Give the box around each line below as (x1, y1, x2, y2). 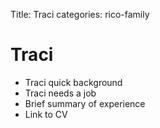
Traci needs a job (24, 87, 97, 99)
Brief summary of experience (24, 97, 146, 109)
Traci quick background (24, 76, 123, 88)
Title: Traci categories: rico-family (10, 9, 150, 20)
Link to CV (24, 108, 68, 120)
